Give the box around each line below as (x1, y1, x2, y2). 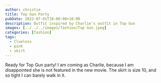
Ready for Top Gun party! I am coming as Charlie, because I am (5, 62, 134, 68)
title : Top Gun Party (5, 12, 50, 17)
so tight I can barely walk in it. (5, 72, 65, 78)
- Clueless (9, 39, 32, 44)
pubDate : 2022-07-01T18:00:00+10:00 (5, 16, 80, 21)
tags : (5, 35, 16, 40)
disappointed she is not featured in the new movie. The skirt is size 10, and (5, 67, 157, 73)
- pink (9, 44, 23, 49)
